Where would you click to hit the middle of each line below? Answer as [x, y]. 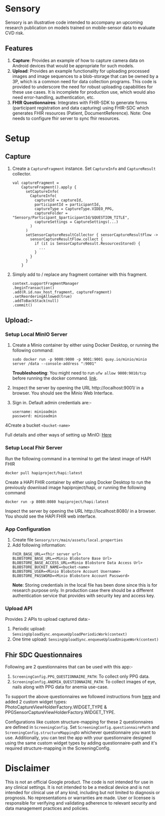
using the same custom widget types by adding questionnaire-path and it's [81, 743]
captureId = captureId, [59, 200]
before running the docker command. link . [55, 378]
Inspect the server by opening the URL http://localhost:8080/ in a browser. [81, 511]
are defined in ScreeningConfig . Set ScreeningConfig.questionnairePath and [82, 727]
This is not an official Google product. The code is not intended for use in [79, 782]
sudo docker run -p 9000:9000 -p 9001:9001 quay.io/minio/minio [80, 360]
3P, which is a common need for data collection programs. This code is [84, 81]
